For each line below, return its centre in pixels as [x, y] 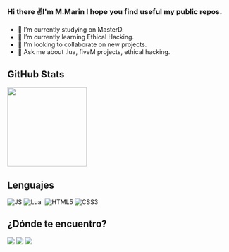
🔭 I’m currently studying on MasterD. [71, 30]
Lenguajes [31, 185]
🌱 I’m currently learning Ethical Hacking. [76, 37]
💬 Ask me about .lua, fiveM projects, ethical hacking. [94, 52]
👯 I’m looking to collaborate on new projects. [82, 44]
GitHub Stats [36, 74]
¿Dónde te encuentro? [57, 224]
